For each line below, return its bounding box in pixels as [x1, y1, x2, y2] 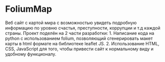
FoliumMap [5, 3, 52, 15]
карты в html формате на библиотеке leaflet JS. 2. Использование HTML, [5, 40, 160, 46]
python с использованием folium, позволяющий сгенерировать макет [5, 35, 153, 41]
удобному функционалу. [5, 51, 56, 57]
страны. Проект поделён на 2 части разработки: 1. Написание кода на [5, 30, 155, 36]
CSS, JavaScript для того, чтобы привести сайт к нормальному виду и [5, 46, 154, 52]
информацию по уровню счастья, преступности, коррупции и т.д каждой [5, 25, 161, 31]
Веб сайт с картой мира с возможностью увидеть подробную [5, 20, 137, 26]
